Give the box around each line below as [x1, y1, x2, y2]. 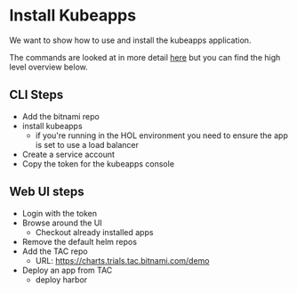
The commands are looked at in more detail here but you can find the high [9, 52, 281, 62]
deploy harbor [35, 274, 88, 285]
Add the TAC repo [21, 246, 88, 257]
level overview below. [9, 61, 89, 72]
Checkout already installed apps [35, 226, 154, 237]
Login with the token [21, 208, 98, 218]
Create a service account [21, 149, 116, 159]
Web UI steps [9, 184, 84, 200]
